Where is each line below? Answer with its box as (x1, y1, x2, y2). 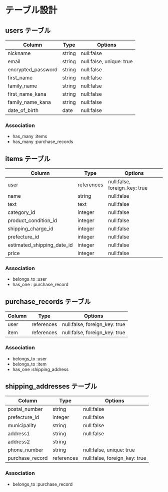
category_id (7, 209, 35, 216)
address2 (7, 438, 30, 445)
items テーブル (5, 154, 51, 163)
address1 (7, 430, 30, 437)
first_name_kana (7, 91, 46, 97)
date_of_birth (7, 107, 39, 113)
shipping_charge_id (7, 225, 53, 232)
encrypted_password (7, 66, 57, 73)
